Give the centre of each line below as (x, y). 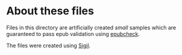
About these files (50, 11)
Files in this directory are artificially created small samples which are (91, 27)
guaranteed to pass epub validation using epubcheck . (73, 33)
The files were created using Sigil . (49, 45)
